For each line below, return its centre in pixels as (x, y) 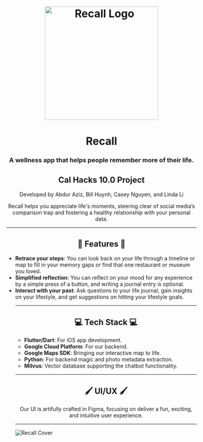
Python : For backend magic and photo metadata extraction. (98, 359)
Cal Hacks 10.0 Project (101, 180)
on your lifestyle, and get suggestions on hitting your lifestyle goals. (99, 297)
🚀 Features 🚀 (101, 244)
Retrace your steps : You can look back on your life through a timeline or (105, 258)
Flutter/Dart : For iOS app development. (73, 340)
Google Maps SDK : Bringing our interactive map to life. (92, 353)
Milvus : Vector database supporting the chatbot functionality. (101, 366)
